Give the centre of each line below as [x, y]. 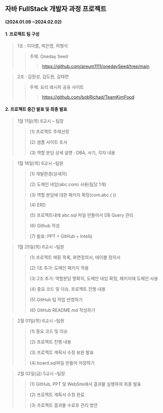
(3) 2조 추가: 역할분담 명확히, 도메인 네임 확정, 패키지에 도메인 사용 [94, 279]
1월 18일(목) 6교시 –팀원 [40, 164]
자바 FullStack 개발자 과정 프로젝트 [56, 9]
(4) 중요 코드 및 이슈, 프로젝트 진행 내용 [67, 289]
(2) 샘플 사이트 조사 [49, 142]
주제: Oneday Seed [49, 57]
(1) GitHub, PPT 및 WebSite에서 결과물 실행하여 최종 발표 [85, 384]
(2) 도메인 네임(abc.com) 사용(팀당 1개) [68, 184]
